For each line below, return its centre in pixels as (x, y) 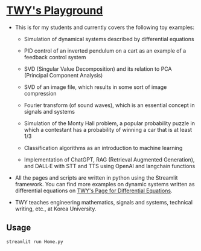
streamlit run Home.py (35, 242)
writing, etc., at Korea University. (56, 209)
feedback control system (55, 57)
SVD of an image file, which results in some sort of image (95, 87)
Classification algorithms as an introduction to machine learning (103, 148)
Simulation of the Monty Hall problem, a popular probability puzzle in (109, 123)
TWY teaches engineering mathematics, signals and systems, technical (104, 202)
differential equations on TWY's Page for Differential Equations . (94, 191)
